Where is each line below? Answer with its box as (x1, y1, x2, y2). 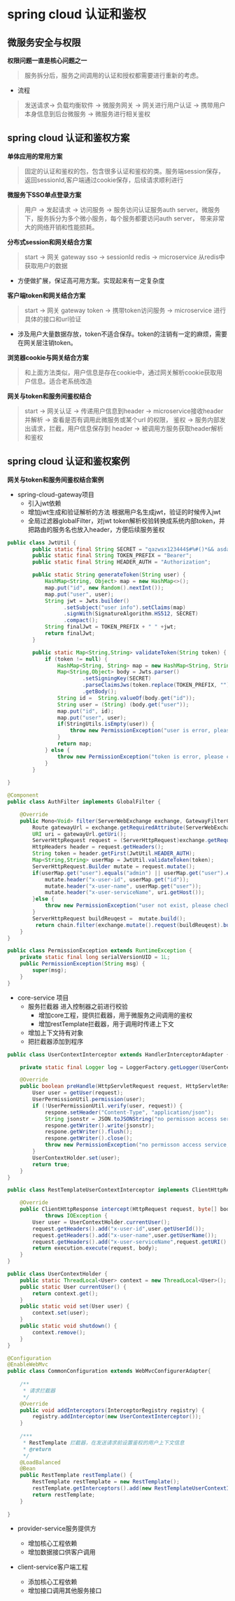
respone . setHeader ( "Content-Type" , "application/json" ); (44, 1109, 215, 1116)
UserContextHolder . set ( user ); (32, 1154, 120, 1161)
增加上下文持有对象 (27, 1028, 84, 1037)
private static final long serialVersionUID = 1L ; (20, 953, 171, 961)
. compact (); (63, 617, 99, 624)
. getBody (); (82, 688, 117, 695)
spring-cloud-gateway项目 (17, 490, 94, 498)
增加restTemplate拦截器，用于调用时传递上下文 (38, 1019, 174, 1028)
